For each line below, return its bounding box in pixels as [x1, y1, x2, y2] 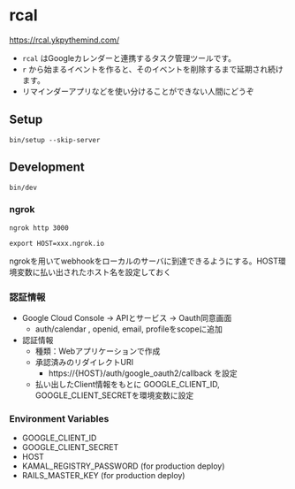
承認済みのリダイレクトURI [34, 357, 134, 368]
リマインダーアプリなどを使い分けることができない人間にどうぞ [21, 86, 254, 96]
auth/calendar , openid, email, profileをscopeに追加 [34, 324, 223, 334]
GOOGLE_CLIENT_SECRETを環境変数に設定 [34, 390, 194, 401]
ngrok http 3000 [9, 223, 69, 233]
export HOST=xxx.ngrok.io [9, 239, 104, 248]
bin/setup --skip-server [9, 135, 101, 144]
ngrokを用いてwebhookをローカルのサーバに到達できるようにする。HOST [9, 256, 279, 266]
